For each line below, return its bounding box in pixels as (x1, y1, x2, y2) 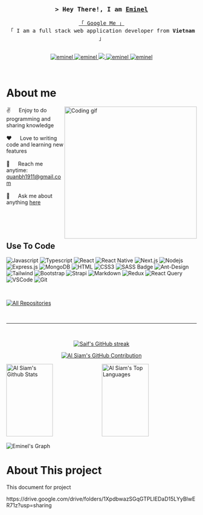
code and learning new (6, 141, 63, 149)
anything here (6, 199, 41, 206)
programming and (6, 115, 51, 123)
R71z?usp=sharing (6, 501, 53, 509)
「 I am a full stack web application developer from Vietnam (8, 27, 195, 34)
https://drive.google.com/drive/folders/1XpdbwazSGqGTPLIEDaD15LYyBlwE (6, 495, 196, 502)
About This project (6, 464, 102, 478)
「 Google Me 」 (78, 20, 125, 27)
